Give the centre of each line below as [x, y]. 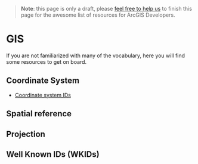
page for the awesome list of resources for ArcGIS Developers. [98, 15]
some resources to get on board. [47, 61]
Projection [26, 134]
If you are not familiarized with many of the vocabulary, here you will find [96, 55]
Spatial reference [39, 114]
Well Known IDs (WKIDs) [53, 154]
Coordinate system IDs [43, 95]
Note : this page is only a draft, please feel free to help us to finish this [106, 9]
